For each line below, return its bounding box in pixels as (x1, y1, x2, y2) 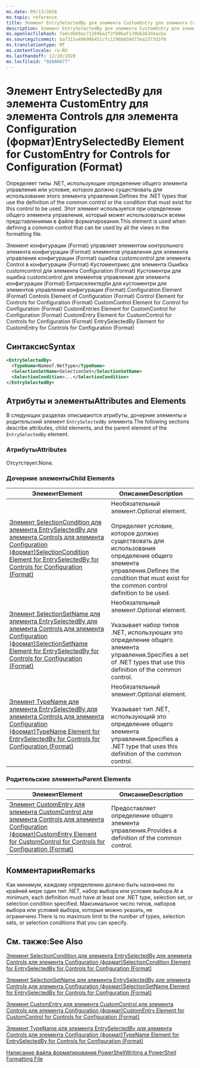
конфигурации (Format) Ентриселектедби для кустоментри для (6, 280, 167, 287)
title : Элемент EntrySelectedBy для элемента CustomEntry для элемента (6, 20, 187, 26)
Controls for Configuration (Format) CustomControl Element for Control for (6, 299, 189, 306)
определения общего (111, 552, 173, 560)
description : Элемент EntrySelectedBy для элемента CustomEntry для (6, 25, 180, 32)
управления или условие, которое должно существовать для (6, 186, 162, 194)
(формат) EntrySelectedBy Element (6, 135, 185, 148)
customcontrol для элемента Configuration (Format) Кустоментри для (6, 267, 182, 275)
